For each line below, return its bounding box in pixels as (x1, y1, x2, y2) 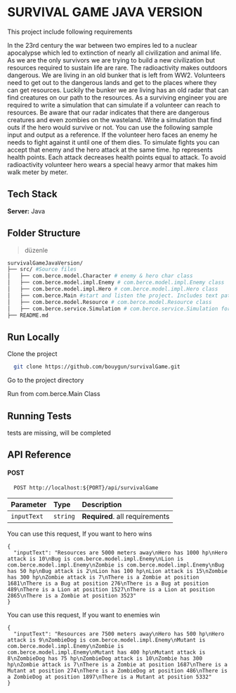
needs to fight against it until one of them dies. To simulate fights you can (7, 138, 220, 146)
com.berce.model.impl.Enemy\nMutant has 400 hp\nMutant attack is (7, 649, 206, 656)
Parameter (11, 499, 47, 509)
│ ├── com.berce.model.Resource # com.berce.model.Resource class (7, 298, 212, 305)
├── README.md (7, 312, 49, 319)
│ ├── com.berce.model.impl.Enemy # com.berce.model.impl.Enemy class (7, 279, 225, 286)
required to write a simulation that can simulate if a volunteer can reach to (7, 100, 221, 109)
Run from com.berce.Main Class (7, 390, 100, 398)
